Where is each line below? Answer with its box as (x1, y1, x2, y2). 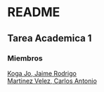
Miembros (7, 53, 44, 63)
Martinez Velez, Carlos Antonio (7, 77, 97, 85)
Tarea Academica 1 (7, 32, 92, 44)
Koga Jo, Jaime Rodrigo (7, 69, 77, 77)
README (7, 4, 60, 20)
